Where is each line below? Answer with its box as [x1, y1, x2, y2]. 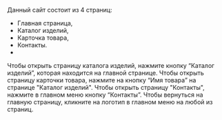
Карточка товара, [17, 34, 69, 42]
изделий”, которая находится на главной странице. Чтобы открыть [7, 69, 205, 77]
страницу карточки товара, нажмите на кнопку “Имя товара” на [7, 76, 196, 84]
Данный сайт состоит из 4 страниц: [7, 6, 112, 14]
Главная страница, [17, 19, 73, 27]
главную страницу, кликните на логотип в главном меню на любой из [7, 98, 213, 106]
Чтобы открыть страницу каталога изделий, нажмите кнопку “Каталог [7, 62, 215, 69]
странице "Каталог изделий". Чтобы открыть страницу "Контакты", [7, 84, 205, 91]
